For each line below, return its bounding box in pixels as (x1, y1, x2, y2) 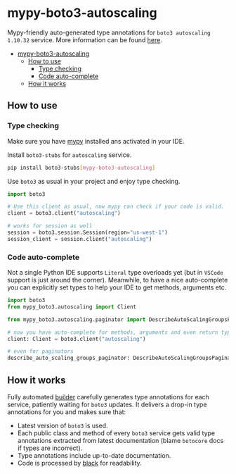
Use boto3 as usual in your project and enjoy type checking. (7, 177, 181, 185)
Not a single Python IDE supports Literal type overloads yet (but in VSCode (7, 268, 223, 277)
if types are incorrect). (17, 444, 83, 452)
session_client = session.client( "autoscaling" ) (7, 235, 152, 242)
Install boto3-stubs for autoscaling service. (7, 150, 132, 159)
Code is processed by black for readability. (17, 459, 142, 467)
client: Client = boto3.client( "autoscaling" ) (7, 335, 146, 342)
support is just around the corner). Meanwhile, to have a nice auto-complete (7, 276, 228, 285)
